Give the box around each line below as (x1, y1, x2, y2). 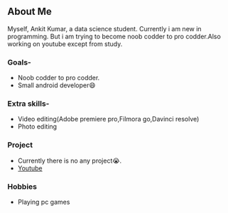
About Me (7, 6, 52, 18)
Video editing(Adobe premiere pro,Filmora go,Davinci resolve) (17, 115, 200, 124)
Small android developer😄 (17, 81, 96, 89)
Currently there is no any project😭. (17, 156, 122, 165)
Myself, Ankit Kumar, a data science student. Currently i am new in (7, 24, 202, 33)
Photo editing (17, 122, 58, 131)
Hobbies (7, 181, 38, 191)
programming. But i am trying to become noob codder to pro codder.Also (7, 32, 222, 40)
